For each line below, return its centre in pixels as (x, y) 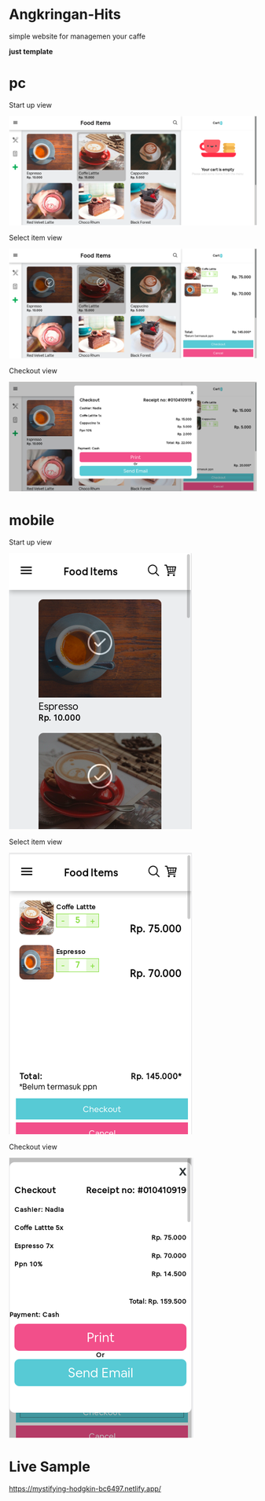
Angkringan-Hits (65, 15)
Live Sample (50, 1466)
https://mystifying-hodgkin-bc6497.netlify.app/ (85, 1488)
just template (31, 51)
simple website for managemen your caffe (77, 36)
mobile (32, 520)
